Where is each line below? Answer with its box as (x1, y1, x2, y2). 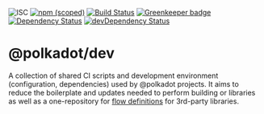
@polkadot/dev (8, 44, 115, 63)
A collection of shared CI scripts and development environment (8, 71, 219, 80)
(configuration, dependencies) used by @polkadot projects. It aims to (8, 79, 240, 88)
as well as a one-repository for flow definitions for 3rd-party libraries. (8, 96, 240, 106)
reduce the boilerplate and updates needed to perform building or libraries (8, 88, 256, 97)
